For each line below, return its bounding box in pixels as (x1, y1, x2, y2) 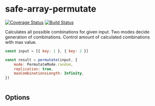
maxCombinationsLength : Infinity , (14, 71, 84, 76)
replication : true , (14, 67, 54, 71)
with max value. (5, 39, 37, 45)
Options (5, 93, 30, 102)
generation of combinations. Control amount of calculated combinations (5, 34, 150, 40)
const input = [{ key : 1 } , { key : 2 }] (5, 49, 89, 53)
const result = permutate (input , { (5, 57, 78, 62)
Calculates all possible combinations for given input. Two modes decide (5, 29, 150, 35)
